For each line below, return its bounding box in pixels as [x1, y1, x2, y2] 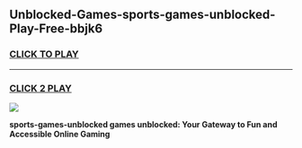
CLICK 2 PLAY [9, 82, 72, 94]
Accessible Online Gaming [9, 128, 111, 139]
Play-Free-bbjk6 [9, 22, 103, 37]
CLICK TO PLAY [9, 48, 79, 61]
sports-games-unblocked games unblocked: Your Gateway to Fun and [9, 118, 278, 129]
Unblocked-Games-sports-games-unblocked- [9, 7, 276, 22]
